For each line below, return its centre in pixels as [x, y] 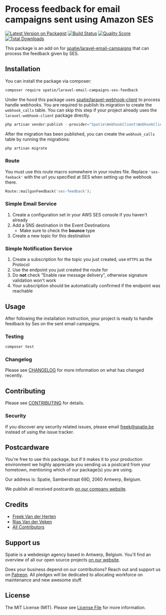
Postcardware [27, 447]
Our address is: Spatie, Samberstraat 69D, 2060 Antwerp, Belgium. [73, 479]
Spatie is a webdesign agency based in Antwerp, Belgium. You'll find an [78, 554]
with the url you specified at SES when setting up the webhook [88, 177]
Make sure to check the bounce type [57, 230]
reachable [22, 291]
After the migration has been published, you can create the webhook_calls [80, 134]
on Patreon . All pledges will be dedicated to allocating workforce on [74, 574]
